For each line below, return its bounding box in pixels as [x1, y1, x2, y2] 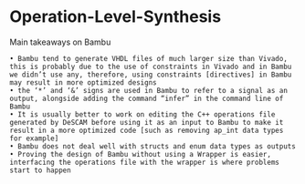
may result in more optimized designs [9, 77, 157, 87]
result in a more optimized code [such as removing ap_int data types [9, 126, 284, 135]
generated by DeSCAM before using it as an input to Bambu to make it [9, 118, 284, 127]
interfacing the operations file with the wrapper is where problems [9, 158, 280, 167]
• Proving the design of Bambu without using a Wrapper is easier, [9, 149, 272, 158]
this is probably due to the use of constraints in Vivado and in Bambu [9, 62, 292, 71]
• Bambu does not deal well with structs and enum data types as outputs [9, 141, 297, 151]
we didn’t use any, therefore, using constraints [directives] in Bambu [9, 70, 292, 79]
